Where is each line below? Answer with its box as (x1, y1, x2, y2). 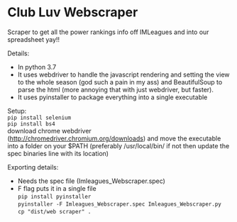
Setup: (7, 106, 27, 115)
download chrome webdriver (7, 126, 92, 135)
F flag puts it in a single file (17, 184, 97, 192)
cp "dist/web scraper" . (17, 208, 92, 215)
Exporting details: (7, 162, 59, 171)
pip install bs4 (7, 120, 55, 128)
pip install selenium (7, 114, 72, 121)
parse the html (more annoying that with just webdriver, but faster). (17, 85, 214, 94)
